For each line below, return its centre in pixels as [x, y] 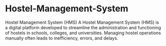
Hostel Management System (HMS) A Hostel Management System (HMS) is [82, 22]
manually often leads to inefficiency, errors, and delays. [62, 38]
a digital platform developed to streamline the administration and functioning [83, 27]
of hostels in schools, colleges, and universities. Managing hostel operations [83, 33]
